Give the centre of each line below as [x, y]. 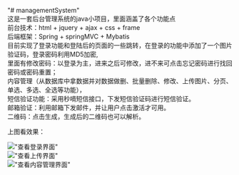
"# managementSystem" [44, 10]
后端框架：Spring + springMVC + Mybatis [68, 36]
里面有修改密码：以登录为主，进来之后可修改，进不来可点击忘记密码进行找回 [120, 63]
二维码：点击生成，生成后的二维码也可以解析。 [76, 116]
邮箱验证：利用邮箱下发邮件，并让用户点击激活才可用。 [88, 107]
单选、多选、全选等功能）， [46, 90]
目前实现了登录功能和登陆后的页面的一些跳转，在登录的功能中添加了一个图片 [120, 45]
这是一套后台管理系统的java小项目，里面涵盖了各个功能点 [92, 18]
